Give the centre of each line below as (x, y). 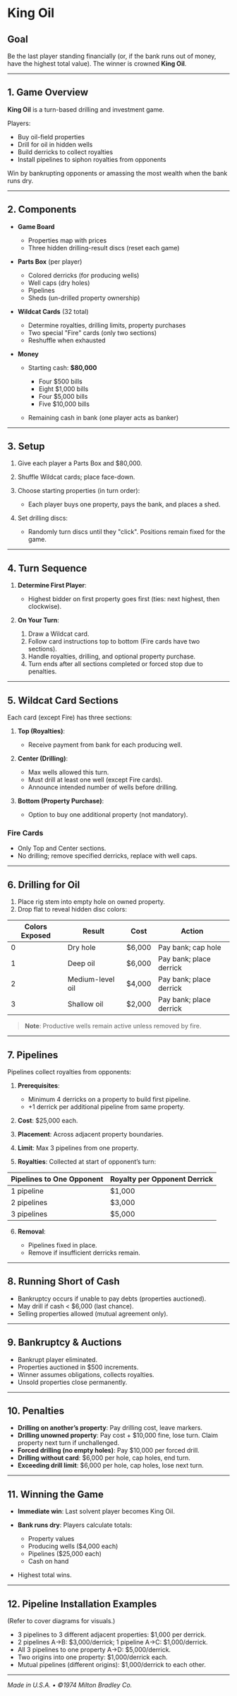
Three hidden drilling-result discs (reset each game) (104, 248)
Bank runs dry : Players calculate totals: (75, 1525)
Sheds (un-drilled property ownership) (84, 298)
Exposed (36, 936)
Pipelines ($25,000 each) (65, 1554)
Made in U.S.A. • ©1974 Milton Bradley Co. (70, 1685)
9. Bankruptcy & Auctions (65, 1343)
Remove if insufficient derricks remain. (84, 1253)
